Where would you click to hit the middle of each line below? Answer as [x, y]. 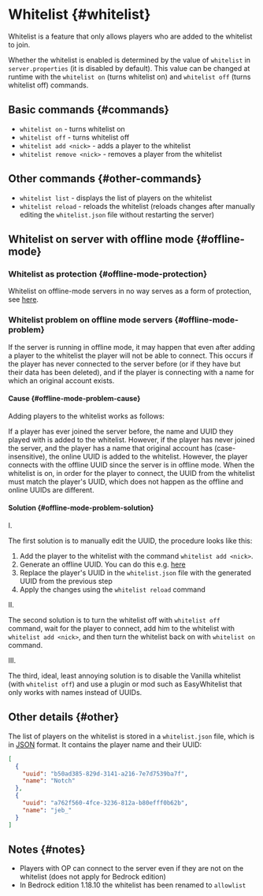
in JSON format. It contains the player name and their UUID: [105, 744]
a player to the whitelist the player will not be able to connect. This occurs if [131, 355]
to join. [19, 44]
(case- [225, 448]
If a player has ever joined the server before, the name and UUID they [121, 431]
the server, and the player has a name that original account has [110, 448]
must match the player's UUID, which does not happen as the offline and [126, 481]
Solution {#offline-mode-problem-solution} [81, 508]
